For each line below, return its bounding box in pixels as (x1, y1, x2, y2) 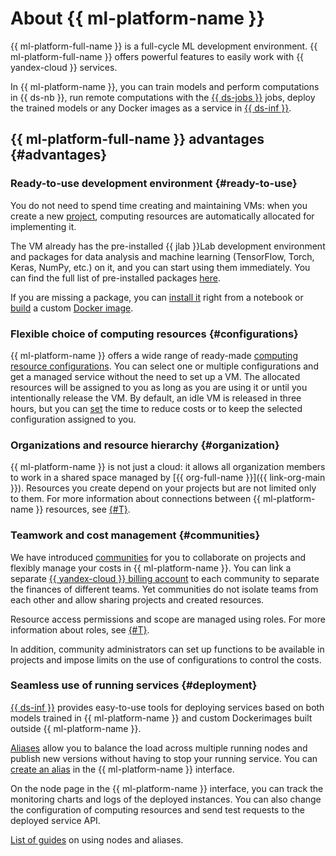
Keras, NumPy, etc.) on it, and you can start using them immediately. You (10, 261, 311, 273)
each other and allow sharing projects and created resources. (10, 593, 265, 606)
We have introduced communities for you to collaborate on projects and (10, 551, 307, 563)
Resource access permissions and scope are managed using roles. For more (10, 613, 326, 625)
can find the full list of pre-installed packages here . (10, 272, 221, 284)
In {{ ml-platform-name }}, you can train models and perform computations (10, 80, 320, 92)
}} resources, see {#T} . (35, 503, 131, 516)
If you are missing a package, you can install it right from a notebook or (10, 291, 304, 303)
